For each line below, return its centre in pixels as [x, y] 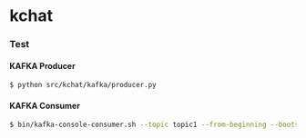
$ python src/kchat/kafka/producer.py [83, 85]
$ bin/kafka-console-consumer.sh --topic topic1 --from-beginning [138, 125]
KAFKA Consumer [45, 105]
